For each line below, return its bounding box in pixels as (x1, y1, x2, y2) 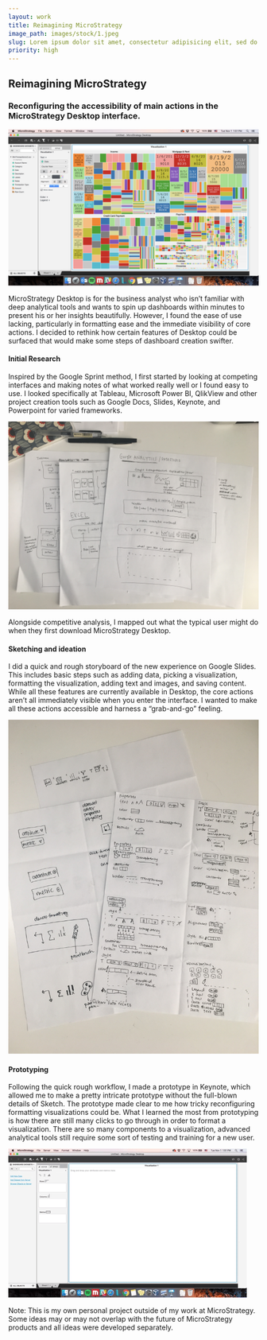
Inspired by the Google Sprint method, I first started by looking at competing (8, 372, 258, 382)
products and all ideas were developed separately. (8, 1323, 173, 1332)
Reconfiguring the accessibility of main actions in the (8, 100, 219, 111)
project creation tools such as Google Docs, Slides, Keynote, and (8, 398, 221, 407)
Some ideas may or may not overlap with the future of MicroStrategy (8, 1315, 233, 1324)
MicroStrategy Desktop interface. (8, 111, 141, 122)
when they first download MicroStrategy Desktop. (8, 626, 172, 635)
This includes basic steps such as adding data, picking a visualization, (8, 670, 238, 680)
